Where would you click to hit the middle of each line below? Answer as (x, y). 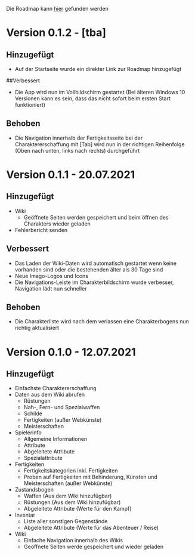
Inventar (25, 515)
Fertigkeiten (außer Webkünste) (63, 420)
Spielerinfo (28, 433)
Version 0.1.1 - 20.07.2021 (71, 175)
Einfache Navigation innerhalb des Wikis (73, 540)
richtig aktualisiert (37, 328)
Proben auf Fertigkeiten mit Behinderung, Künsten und (91, 477)
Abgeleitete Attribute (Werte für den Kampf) (78, 509)
